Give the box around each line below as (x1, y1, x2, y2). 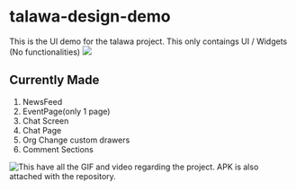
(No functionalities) (9, 47, 81, 57)
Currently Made (9, 73, 100, 88)
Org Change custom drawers (22, 134, 130, 145)
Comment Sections (22, 143, 94, 154)
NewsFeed (22, 96, 63, 107)
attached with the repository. (9, 170, 117, 181)
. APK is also (212, 161, 259, 172)
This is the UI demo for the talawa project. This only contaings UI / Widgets (9, 36, 288, 47)
